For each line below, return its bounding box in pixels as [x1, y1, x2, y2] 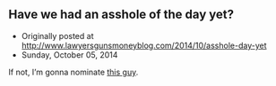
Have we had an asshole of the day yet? [8, 7, 235, 22]
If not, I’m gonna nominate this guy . [8, 66, 139, 77]
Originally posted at [21, 30, 94, 41]
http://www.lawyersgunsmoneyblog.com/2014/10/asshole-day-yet [21, 40, 267, 51]
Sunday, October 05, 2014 [21, 49, 118, 60]
